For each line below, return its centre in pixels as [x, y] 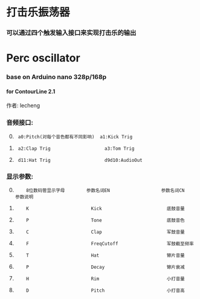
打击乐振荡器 [38, 12]
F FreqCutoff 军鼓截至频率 [110, 244]
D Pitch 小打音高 [106, 291]
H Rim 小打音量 [106, 279]
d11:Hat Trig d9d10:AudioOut [80, 160]
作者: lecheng [23, 106]
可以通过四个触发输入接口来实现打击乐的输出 [71, 33]
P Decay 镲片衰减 [106, 267]
